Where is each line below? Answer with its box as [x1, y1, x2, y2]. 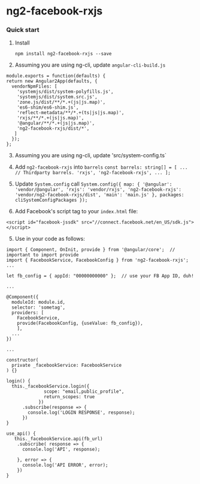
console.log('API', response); [22, 446, 101, 453]
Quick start [6, 26, 40, 34]
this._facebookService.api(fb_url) [14, 436, 103, 442]
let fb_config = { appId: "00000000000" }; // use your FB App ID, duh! [6, 273, 195, 279]
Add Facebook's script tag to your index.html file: [14, 208, 138, 215]
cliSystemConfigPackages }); [14, 197, 88, 204]
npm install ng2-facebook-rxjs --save [14, 51, 112, 57]
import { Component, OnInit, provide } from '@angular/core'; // [6, 247, 175, 253]
